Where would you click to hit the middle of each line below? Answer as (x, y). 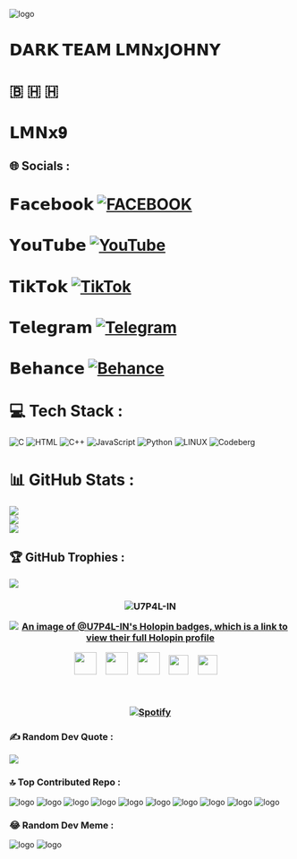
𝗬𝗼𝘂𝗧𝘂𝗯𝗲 (48, 245)
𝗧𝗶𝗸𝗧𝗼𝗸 (39, 286)
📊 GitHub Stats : (72, 480)
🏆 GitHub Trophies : (67, 558)
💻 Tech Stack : (66, 411)
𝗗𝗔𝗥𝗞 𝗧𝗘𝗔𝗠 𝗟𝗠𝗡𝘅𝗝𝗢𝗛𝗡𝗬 (115, 50)
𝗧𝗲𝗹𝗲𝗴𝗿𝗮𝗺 (51, 327)
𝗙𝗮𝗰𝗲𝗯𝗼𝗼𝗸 (51, 205)
